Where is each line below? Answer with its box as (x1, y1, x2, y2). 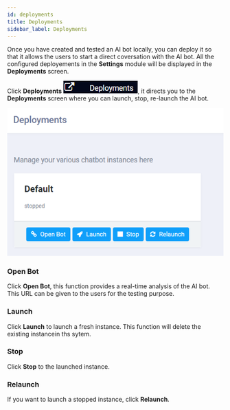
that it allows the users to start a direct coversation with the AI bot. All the (7, 52, 215, 61)
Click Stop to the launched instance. (7, 362, 110, 371)
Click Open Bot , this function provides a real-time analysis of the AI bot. (7, 282, 211, 290)
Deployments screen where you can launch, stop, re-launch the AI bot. (7, 94, 209, 102)
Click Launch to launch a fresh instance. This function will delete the (7, 322, 201, 330)
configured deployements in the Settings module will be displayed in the (7, 60, 213, 68)
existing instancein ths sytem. (7, 330, 91, 338)
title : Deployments (7, 18, 63, 25)
